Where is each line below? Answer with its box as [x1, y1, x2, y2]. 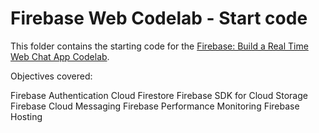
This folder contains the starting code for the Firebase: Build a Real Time [10, 40, 309, 52]
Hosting [10, 110, 43, 122]
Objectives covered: [10, 70, 93, 82]
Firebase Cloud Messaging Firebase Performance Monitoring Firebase [10, 100, 300, 112]
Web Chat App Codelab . [10, 50, 110, 62]
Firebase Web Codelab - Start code [10, 7, 308, 30]
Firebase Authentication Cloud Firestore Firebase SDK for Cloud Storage [10, 89, 308, 101]
